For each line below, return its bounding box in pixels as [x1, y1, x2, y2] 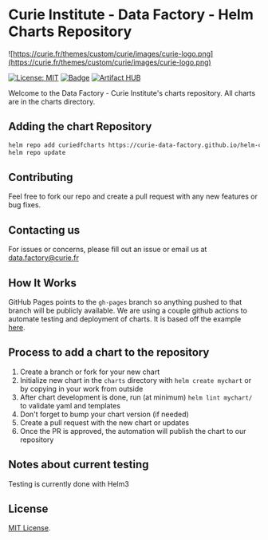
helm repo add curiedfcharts [8, 141, 105, 149]
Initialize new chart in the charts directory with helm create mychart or [19, 375, 252, 384]
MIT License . [8, 523, 51, 533]
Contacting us [8, 223, 81, 237]
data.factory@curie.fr [8, 253, 80, 262]
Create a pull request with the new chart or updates [19, 417, 190, 428]
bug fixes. [8, 200, 41, 210]
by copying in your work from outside [19, 384, 144, 393]
